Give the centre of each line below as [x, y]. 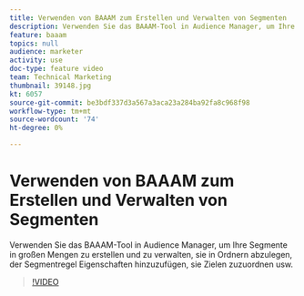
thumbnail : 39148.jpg [51, 86]
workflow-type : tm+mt [51, 111]
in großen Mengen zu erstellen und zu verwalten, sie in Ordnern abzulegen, [151, 254]
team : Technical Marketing [61, 77]
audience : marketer [46, 52]
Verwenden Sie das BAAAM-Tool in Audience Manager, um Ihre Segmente [149, 245]
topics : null [34, 43]
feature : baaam [38, 35]
